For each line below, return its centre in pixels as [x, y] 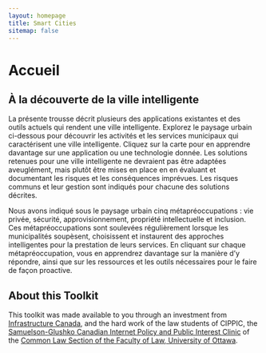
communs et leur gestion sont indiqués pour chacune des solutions [119, 187]
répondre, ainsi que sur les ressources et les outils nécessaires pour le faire [133, 262]
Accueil [34, 70]
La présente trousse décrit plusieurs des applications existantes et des [125, 119]
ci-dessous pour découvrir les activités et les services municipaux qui [123, 136]
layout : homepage [37, 16]
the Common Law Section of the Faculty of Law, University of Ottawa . [123, 340]
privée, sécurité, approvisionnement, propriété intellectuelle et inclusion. [127, 219]
